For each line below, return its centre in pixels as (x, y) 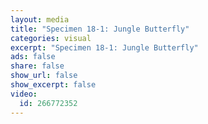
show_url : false (44, 76)
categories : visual (51, 38)
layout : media (40, 19)
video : (24, 94)
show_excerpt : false (53, 85)
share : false (37, 66)
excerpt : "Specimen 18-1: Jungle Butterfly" (104, 47)
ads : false (33, 57)
